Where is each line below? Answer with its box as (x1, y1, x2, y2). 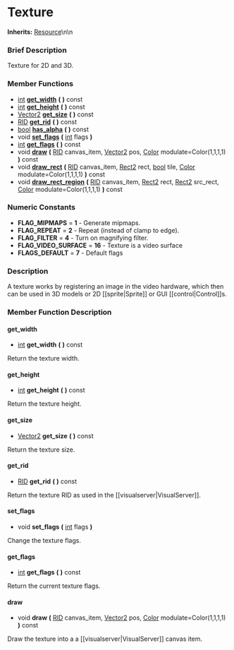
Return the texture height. (7, 399, 82, 408)
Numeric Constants (7, 203, 76, 212)
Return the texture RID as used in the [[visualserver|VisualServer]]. (7, 490, 201, 499)
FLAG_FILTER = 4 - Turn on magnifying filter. (17, 234, 149, 242)
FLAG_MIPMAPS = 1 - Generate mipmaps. (17, 218, 141, 227)
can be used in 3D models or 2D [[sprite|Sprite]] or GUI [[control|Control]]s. (7, 290, 227, 299)
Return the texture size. (7, 445, 75, 454)
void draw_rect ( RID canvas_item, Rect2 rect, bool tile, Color (17, 162, 196, 171)
